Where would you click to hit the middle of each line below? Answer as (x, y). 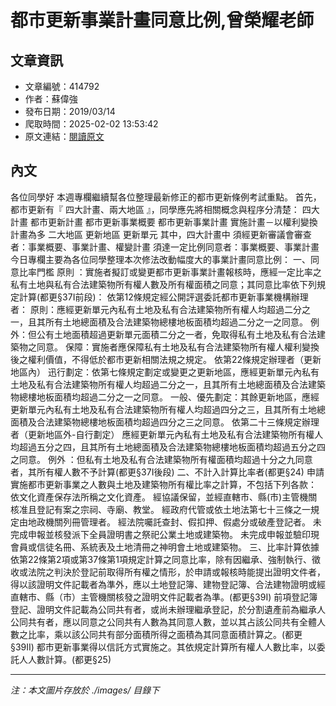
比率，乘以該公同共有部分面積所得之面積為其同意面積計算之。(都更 (165, 634)
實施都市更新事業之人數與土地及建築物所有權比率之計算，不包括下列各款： (163, 484)
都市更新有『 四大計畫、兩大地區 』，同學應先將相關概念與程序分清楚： (155, 209)
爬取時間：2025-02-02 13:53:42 (91, 124)
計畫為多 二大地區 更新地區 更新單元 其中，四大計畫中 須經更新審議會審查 (161, 234)
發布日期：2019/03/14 (70, 111)
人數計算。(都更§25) (69, 659)
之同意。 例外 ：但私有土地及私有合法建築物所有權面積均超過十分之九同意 (161, 459)
